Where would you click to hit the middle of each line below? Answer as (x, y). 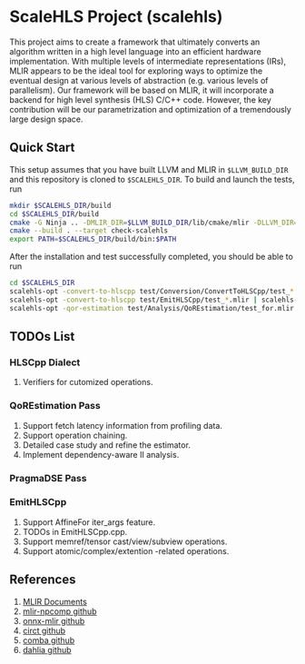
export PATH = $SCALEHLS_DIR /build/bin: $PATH (93, 239)
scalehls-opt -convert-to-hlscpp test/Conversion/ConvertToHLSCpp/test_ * (152, 292)
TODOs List (42, 337)
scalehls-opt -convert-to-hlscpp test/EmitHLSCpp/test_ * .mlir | (133, 300)
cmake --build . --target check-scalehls (89, 231)
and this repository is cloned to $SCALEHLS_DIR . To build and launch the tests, (152, 179)
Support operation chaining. (75, 435)
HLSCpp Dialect (45, 362)
